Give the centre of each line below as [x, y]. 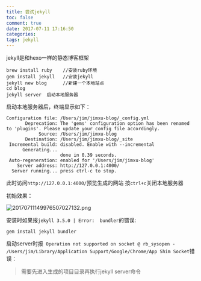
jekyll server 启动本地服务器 [42, 95]
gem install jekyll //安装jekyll [50, 77]
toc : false [20, 17]
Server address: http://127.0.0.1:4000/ [68, 166]
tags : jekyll [23, 40]
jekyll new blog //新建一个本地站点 [55, 83]
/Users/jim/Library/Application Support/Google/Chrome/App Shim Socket [98, 251]
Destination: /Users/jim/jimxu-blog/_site [79, 139]
